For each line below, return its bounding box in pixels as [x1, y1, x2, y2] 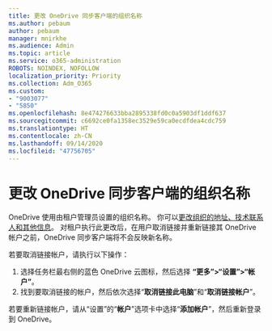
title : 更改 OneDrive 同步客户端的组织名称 [8, 11, 143, 20]
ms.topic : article [8, 49, 70, 57]
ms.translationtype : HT [8, 124, 89, 132]
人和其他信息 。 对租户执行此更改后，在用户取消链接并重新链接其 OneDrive [8, 223, 257, 233]
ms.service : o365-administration [8, 57, 121, 65]
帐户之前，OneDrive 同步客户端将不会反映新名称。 [8, 233, 176, 242]
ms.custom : [8, 86, 45, 95]
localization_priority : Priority [8, 72, 121, 80]
